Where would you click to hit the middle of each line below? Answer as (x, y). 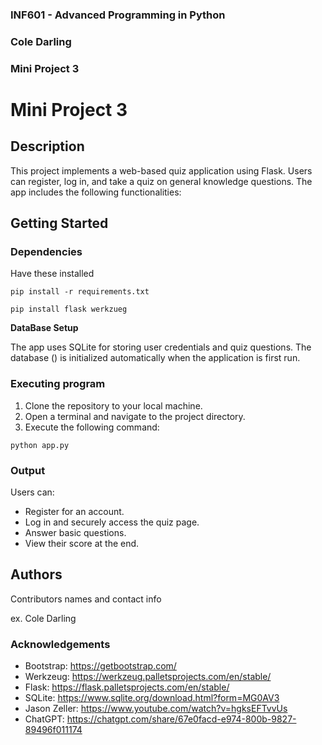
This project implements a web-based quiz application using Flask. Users (161, 170)
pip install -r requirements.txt (80, 292)
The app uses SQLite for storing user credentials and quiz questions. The (161, 347)
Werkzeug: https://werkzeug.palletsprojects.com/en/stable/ (148, 677)
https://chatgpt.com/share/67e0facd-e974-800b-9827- (181, 719)
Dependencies (46, 252)
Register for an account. (74, 512)
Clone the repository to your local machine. (113, 405)
